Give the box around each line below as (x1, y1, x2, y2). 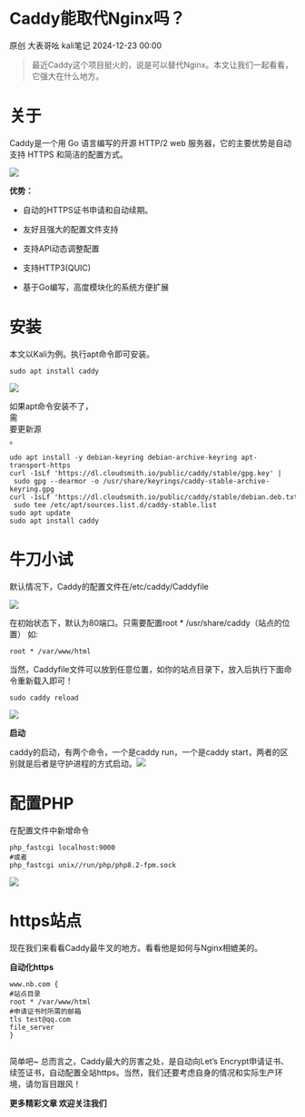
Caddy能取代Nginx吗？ (9, 8, 186, 29)
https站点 (9, 910, 82, 931)
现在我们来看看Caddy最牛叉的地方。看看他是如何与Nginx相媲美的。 (9, 942, 263, 953)
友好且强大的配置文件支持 (22, 223, 119, 234)
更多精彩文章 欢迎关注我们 (9, 1097, 107, 1108)
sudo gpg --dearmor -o (13, 476, 100, 485)
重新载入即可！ (16, 675, 74, 686)
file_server (9, 1023, 54, 1032)
